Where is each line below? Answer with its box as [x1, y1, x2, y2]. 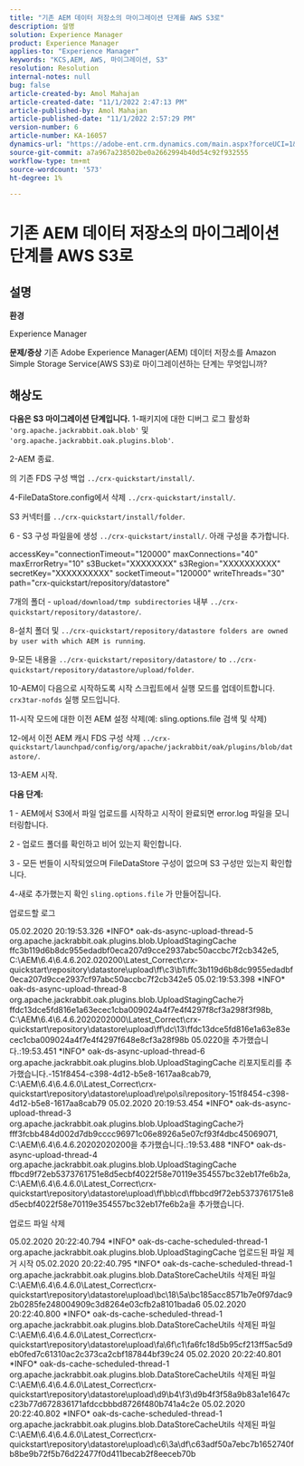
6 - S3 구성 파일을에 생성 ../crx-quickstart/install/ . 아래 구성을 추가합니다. [9, 531, 290, 542]
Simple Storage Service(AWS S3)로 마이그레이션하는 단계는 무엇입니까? [9, 359, 268, 370]
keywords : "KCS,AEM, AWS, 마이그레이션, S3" [9, 55, 169, 64]
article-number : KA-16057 [9, 131, 107, 140]
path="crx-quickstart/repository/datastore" [9, 577, 170, 589]
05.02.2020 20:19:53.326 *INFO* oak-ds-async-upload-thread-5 [9, 926, 253, 937]
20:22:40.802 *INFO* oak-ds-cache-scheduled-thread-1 [9, 1408, 223, 1419]
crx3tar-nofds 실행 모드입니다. [9, 694, 120, 705]
